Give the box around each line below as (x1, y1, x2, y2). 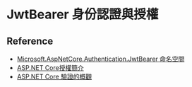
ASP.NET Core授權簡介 (16, 64, 84, 71)
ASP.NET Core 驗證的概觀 (16, 72, 92, 81)
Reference (6, 35, 54, 47)
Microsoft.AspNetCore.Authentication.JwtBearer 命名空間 (16, 54, 185, 63)
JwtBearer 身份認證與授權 (6, 6, 159, 23)
